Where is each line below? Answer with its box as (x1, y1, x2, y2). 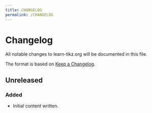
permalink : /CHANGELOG (5, 12, 54, 17)
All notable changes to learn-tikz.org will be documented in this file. (5, 51, 147, 57)
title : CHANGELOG (5, 7, 42, 13)
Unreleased (5, 76, 43, 84)
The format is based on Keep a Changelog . (5, 61, 95, 67)
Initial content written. (12, 103, 59, 109)
